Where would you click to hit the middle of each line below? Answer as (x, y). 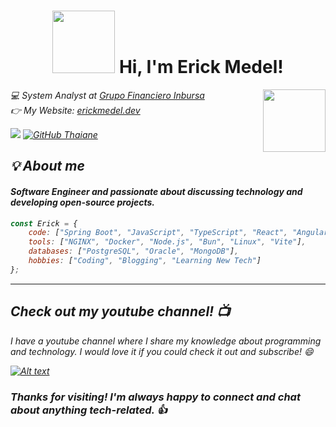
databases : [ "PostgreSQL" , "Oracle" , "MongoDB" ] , (134, 251)
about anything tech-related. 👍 (89, 410)
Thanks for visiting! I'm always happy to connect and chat (155, 397)
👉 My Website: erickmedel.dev (75, 110)
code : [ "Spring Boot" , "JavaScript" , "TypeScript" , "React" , (158, 233)
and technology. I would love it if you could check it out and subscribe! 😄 (162, 351)
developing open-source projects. (82, 202)
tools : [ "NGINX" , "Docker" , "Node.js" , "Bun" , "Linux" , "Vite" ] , (167, 242)
